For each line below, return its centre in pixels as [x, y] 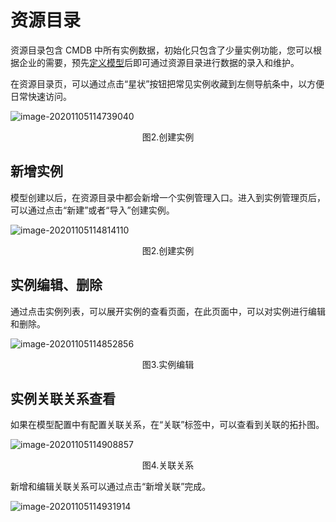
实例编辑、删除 [56, 285]
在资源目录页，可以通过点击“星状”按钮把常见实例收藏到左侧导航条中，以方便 [167, 83]
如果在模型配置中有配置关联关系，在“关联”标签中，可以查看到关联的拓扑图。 [167, 425]
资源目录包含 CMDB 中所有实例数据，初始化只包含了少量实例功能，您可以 [162, 50]
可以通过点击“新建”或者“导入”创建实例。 [92, 210]
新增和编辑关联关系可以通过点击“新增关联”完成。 [111, 487]
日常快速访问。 [41, 96]
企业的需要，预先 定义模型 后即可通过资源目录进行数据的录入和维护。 [159, 62]
